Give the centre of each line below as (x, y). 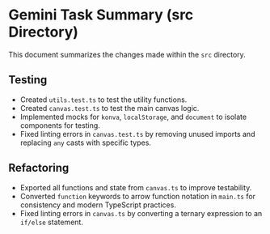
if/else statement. (51, 222)
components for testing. (60, 125)
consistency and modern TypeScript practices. (98, 205)
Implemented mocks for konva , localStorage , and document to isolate (133, 117)
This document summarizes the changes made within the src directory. (127, 54)
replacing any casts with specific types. (86, 143)
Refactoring (39, 168)
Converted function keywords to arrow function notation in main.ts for (138, 196)
